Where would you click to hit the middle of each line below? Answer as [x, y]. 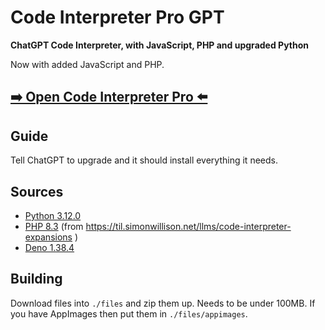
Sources [37, 191]
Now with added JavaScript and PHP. [87, 64]
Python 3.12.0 [53, 215]
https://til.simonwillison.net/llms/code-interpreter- [188, 226]
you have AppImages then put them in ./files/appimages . [129, 313]
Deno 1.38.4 [49, 247]
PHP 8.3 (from [54, 226]
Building [36, 279]
